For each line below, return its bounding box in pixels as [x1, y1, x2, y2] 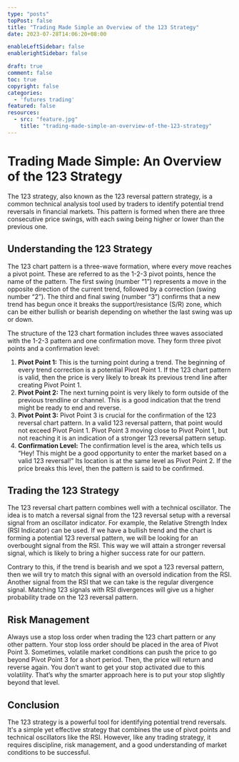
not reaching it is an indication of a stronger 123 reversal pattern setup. [17, 433, 227, 442]
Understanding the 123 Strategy [7, 243, 153, 255]
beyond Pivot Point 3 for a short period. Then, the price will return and [7, 656, 213, 664]
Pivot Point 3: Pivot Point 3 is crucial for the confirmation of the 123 [17, 411, 216, 420]
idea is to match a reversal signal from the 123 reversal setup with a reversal [7, 511, 230, 519]
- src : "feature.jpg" [14, 116, 78, 123]
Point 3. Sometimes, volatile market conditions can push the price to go [7, 648, 218, 656]
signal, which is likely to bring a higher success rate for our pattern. [7, 549, 205, 557]
